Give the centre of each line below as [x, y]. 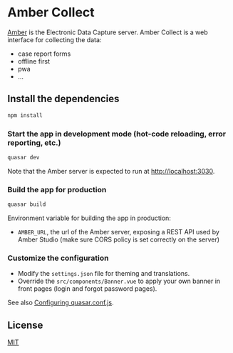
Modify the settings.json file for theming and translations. [104, 274]
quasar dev [24, 157]
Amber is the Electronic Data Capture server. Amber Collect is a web [108, 32]
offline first [33, 61]
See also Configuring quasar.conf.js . [61, 303]
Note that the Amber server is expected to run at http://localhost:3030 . [111, 171]
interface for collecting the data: [55, 39]
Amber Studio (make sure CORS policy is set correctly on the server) [118, 239]
